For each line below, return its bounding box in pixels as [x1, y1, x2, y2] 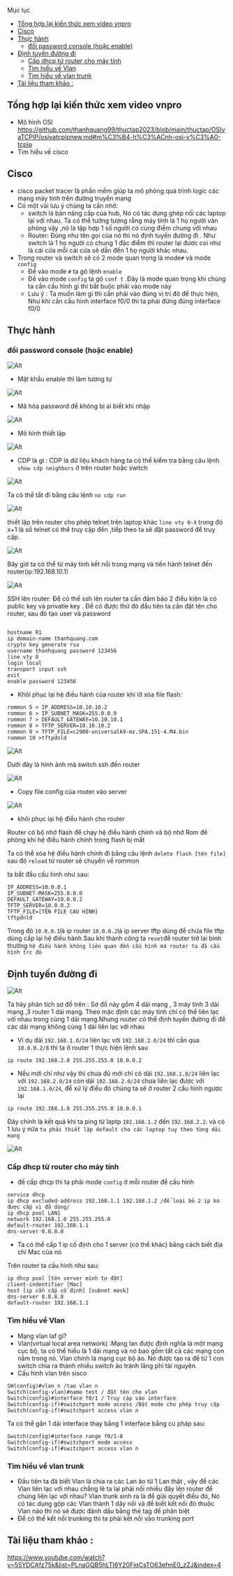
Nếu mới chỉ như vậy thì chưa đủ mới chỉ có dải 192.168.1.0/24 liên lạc [17, 1069, 220, 1078]
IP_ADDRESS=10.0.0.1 [7, 884, 68, 891]
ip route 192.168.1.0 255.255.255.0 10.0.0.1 [7, 1106, 142, 1113]
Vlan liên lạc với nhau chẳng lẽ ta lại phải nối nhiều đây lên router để [17, 1484, 213, 1493]
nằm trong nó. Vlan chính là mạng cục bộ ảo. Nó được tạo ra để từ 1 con [17, 1354, 225, 1362]
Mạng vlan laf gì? [17, 1332, 68, 1340]
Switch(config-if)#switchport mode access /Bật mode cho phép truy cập [7, 1400, 220, 1408]
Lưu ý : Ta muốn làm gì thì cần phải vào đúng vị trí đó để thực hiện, [27, 289, 220, 298]
